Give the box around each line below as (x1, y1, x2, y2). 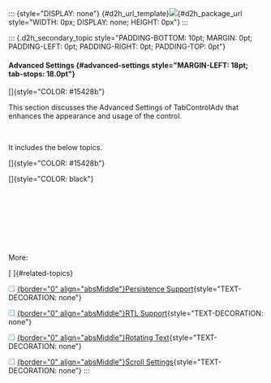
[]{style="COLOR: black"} (8, 174, 94, 184)
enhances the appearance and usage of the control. (8, 111, 183, 121)
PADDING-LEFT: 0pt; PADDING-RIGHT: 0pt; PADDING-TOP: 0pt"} (8, 41, 226, 51)
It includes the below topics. (8, 143, 103, 153)
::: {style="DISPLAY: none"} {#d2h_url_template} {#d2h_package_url (8, 9, 243, 18)
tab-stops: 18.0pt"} (8, 69, 75, 79)
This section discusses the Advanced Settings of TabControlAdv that (8, 102, 239, 113)
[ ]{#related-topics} (8, 269, 74, 278)
